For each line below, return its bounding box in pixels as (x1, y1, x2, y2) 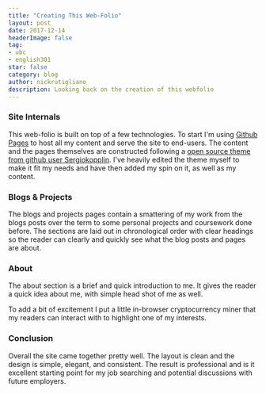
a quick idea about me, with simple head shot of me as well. (8, 289, 203, 299)
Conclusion (8, 333, 54, 344)
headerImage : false (8, 33, 73, 42)
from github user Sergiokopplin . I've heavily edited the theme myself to (8, 155, 240, 164)
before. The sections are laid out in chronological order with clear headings (8, 226, 253, 235)
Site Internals (8, 112, 61, 123)
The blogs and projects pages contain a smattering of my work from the (8, 209, 243, 219)
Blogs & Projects (8, 191, 73, 202)
